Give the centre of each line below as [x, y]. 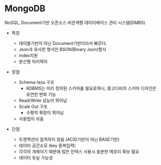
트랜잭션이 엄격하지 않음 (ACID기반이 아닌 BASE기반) [69, 139]
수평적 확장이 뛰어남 [45, 112]
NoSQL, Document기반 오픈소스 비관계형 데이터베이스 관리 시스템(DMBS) [75, 22]
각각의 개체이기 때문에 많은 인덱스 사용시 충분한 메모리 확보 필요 [79, 151]
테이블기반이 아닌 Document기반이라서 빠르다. [63, 43]
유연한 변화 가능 [41, 94]
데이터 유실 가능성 [36, 157]
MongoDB [25, 9]
